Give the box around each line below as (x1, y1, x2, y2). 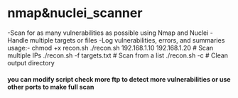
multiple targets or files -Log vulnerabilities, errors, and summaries (29, 36, 225, 44)
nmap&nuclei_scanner (7, 5, 143, 21)
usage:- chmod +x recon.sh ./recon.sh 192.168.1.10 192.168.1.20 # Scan (7, 43, 214, 52)
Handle (7, 36, 28, 44)
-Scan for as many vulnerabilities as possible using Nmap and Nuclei (7, 28, 209, 37)
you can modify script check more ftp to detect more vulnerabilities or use (7, 75, 231, 83)
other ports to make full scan (7, 82, 94, 91)
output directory (7, 58, 55, 67)
